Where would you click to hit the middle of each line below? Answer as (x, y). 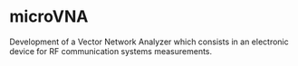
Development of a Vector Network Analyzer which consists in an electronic (149, 42)
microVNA (49, 17)
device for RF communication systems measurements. (111, 51)
